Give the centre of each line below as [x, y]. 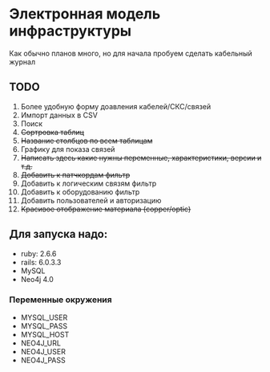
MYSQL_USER [44, 317]
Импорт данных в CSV [59, 115]
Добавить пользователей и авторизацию [91, 200]
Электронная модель [85, 14]
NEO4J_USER [43, 351]
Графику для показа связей [68, 149]
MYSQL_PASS [44, 325]
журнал [22, 62]
